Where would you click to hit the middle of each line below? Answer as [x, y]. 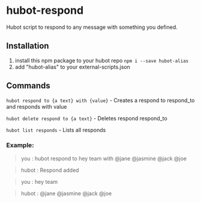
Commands [28, 86]
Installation [28, 46]
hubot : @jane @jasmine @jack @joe [66, 193]
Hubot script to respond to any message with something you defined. [92, 27]
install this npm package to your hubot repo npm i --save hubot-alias [102, 60]
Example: [20, 145]
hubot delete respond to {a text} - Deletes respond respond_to [87, 118]
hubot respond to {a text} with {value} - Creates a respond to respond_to [100, 100]
